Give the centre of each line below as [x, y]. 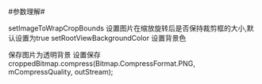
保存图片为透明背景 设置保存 [54, 55]
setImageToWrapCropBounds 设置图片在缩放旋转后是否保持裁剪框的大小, [128, 28]
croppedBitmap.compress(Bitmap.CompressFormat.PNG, [102, 64]
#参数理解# [27, 11]
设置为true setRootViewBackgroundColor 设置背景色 [100, 38]
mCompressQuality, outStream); [61, 72]
